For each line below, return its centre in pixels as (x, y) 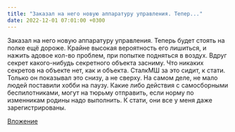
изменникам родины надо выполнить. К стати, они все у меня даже (110, 100)
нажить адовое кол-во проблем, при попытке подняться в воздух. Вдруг (117, 55)
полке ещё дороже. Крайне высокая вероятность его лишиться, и (107, 48)
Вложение (23, 121)
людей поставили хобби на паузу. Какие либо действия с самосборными (118, 85)
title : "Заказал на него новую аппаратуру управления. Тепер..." (105, 14)
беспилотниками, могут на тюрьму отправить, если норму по (101, 93)
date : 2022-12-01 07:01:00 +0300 (56, 20)
